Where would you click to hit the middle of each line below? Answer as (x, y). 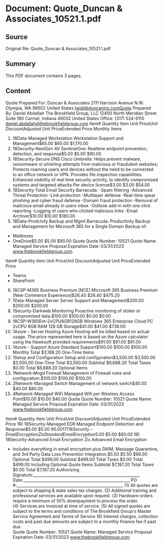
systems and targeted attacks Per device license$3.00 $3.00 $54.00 (81, 185)
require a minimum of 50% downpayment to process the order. (75, 501)
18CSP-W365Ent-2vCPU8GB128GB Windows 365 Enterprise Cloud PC (83, 321)
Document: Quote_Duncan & (64, 9)
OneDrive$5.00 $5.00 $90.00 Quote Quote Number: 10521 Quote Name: (85, 241)
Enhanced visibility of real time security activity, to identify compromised (85, 180)
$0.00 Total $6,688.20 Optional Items (50, 368)
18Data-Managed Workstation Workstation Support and (68, 138)
